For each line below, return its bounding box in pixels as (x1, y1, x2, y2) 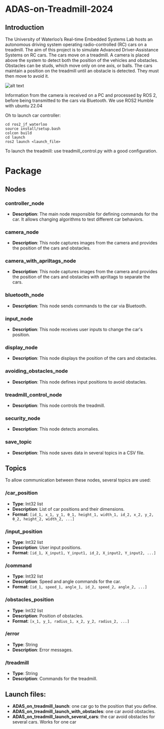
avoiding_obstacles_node (5, 368, 68, 375)
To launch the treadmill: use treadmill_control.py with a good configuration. (5, 148, 158, 154)
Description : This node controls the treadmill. (12, 402, 105, 408)
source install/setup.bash (5, 126, 61, 131)
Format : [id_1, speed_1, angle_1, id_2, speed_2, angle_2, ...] (12, 584, 147, 590)
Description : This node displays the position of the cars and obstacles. (12, 355, 157, 361)
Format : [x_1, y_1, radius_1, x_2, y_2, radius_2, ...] (12, 618, 130, 624)
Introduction (5, 23, 44, 32)
